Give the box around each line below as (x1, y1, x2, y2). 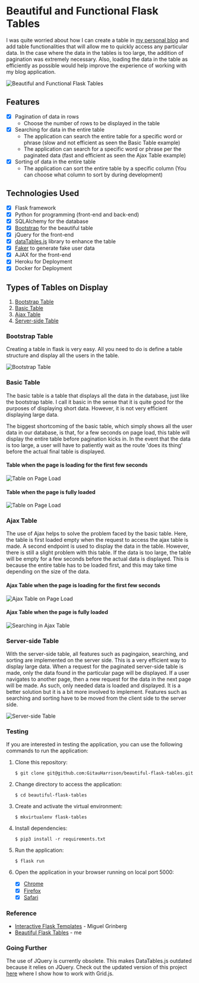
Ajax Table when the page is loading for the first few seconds (6, 582, 160, 589)
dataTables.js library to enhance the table (14, 238, 116, 245)
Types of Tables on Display (6, 282, 108, 293)
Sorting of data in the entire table (14, 158, 96, 165)
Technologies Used (6, 188, 79, 199)
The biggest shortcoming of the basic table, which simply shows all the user (6, 422, 193, 430)
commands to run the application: (6, 747, 89, 755)
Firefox (23, 887, 41, 894)
